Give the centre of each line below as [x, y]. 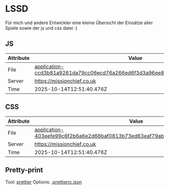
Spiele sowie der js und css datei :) [41, 28]
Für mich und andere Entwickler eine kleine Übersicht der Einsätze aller [79, 23]
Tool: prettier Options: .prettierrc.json [44, 182]
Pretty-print [24, 170]
